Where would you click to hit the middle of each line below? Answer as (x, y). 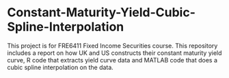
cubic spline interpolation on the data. (60, 67)
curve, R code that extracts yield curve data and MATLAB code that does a (112, 60)
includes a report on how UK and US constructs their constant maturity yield (114, 53)
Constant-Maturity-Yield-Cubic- (102, 13)
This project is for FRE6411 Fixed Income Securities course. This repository (112, 45)
